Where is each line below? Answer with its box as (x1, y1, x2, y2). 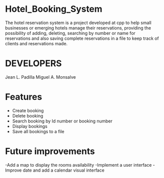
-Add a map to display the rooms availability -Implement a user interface (5, 162, 152, 168)
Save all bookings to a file (12, 128, 65, 134)
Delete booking (12, 113, 43, 119)
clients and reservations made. (5, 40, 68, 46)
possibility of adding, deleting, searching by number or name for (5, 30, 135, 36)
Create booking (12, 107, 44, 114)
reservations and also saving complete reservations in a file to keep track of (5, 35, 159, 41)
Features (5, 91, 42, 103)
